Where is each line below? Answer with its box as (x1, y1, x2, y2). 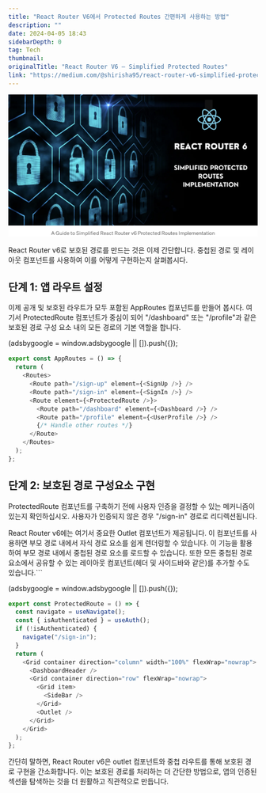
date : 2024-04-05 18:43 (8, 29, 87, 37)
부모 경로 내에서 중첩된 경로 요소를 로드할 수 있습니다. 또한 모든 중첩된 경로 (22, 548, 253, 557)
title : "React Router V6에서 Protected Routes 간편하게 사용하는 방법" (8, 13, 230, 21)
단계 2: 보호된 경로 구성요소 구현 (8, 479, 156, 492)
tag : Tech (8, 46, 41, 55)
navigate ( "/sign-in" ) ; (22, 633, 97, 641)
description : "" (8, 21, 62, 29)
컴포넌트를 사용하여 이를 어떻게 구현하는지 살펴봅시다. (22, 255, 188, 264)
